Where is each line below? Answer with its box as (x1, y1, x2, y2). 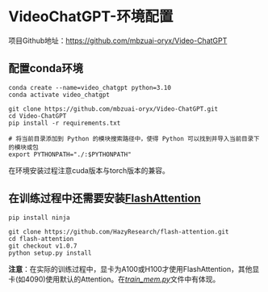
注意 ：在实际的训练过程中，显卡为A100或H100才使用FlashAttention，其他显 (8, 264, 260, 273)
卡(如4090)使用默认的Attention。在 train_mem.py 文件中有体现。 (8, 274, 220, 284)
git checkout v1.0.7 (8, 242, 78, 250)
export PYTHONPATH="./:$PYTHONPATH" (8, 150, 132, 159)
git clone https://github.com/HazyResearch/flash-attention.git (8, 227, 229, 235)
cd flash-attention (8, 235, 74, 243)
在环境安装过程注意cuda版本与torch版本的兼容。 (8, 165, 170, 175)
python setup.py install (8, 248, 92, 257)
